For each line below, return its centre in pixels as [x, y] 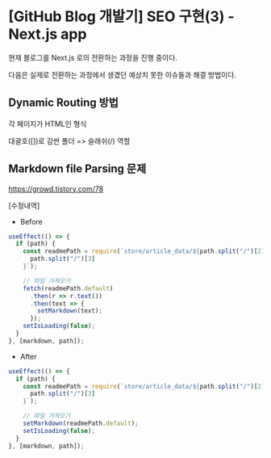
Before [31, 221]
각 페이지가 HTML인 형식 [48, 124]
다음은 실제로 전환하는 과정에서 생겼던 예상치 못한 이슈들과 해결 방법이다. [122, 74]
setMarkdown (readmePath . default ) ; [81, 424]
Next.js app [48, 34]
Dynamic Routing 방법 [64, 103]
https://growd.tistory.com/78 [56, 189]
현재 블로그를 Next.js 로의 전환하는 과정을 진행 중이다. [93, 57]
